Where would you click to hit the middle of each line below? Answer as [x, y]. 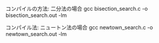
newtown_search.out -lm [36, 34]
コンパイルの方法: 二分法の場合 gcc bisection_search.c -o [77, 9]
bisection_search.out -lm [36, 15]
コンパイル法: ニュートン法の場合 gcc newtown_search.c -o [79, 27]
